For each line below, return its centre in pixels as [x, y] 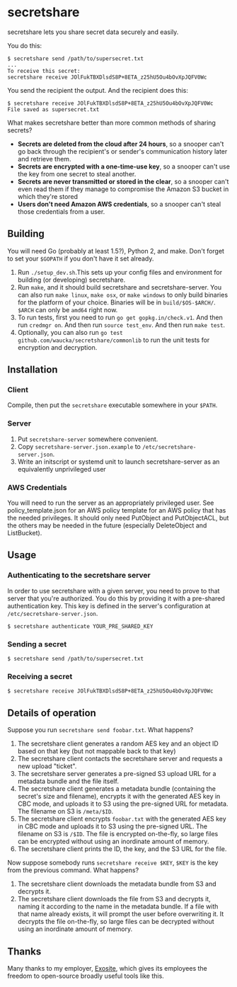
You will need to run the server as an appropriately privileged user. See [111, 503]
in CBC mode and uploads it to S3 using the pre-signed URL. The [112, 826]
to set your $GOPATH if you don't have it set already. [81, 258]
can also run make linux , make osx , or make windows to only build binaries [123, 295]
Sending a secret [37, 644]
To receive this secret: [44, 71]
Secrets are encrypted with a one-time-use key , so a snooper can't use [123, 166]
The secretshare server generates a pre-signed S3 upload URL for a [117, 774]
